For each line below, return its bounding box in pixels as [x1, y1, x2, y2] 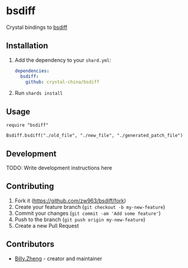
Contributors [6, 239, 55, 249]
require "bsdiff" [6, 122, 49, 128]
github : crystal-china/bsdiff [25, 79, 100, 85]
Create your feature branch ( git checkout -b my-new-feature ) [14, 203, 166, 210]
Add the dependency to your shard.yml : [14, 56, 111, 63]
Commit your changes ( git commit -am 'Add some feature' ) [14, 210, 161, 217]
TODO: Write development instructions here [6, 164, 113, 171]
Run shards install [14, 90, 63, 97]
